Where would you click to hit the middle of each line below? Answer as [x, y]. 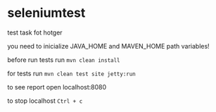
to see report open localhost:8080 [57, 87]
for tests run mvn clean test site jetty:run [71, 73]
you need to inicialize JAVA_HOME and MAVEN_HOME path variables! [108, 46]
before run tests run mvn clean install [64, 60]
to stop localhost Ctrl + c [45, 101]
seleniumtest [46, 13]
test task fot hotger [35, 32]
